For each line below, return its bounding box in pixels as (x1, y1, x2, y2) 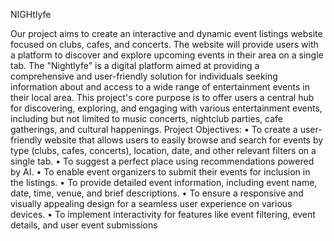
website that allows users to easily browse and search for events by (44, 134, 324, 146)
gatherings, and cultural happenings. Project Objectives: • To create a (10, 124, 298, 135)
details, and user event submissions (10, 219, 158, 231)
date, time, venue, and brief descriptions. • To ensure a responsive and (10, 187, 304, 199)
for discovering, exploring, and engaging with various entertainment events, (10, 102, 323, 114)
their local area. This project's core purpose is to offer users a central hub (10, 92, 315, 103)
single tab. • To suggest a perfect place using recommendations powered (10, 155, 315, 167)
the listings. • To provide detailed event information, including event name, (10, 177, 318, 188)
